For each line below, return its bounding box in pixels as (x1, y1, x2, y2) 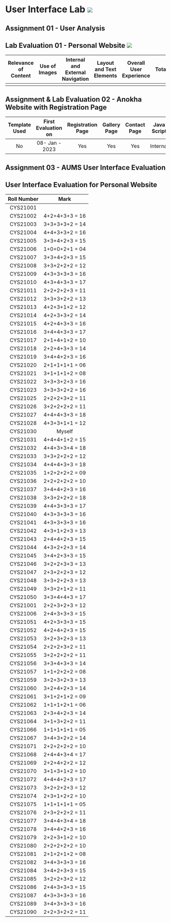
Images (39, 69, 58, 76)
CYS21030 (9, 428, 37, 435)
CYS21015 (9, 320, 37, 327)
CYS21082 (9, 859, 37, 866)
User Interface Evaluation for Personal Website (5, 180, 157, 189)
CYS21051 (9, 619, 37, 626)
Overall (127, 60, 145, 67)
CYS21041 (9, 519, 37, 526)
